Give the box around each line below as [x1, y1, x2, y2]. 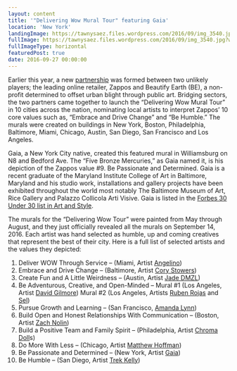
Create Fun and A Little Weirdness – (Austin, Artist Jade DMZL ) [18, 273, 201, 282]
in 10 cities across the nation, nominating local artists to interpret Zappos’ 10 [8, 105, 228, 113]
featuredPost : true [8, 50, 65, 57]
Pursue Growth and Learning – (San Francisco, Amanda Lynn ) [18, 303, 198, 312]
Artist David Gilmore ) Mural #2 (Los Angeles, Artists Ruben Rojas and [18, 288, 219, 296]
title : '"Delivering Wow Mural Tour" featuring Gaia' [8, 17, 169, 24]
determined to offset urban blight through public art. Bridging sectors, [25, 90, 228, 99]
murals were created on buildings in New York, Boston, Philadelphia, [8, 120, 206, 129]
